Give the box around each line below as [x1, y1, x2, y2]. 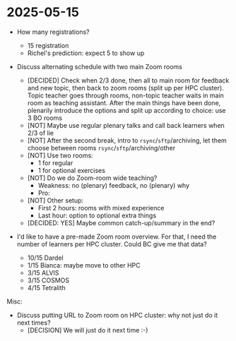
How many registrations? [16, 28, 90, 36]
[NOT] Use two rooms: [27, 151, 93, 160]
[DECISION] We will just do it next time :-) [27, 325, 148, 334]
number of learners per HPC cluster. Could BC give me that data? [16, 239, 208, 248]
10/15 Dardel [27, 253, 64, 262]
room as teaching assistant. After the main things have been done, [27, 98, 221, 107]
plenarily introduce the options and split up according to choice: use [27, 106, 226, 114]
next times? [16, 318, 51, 327]
